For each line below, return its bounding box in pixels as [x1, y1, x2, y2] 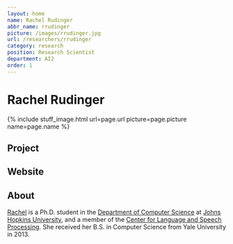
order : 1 [7, 62, 33, 69]
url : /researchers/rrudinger [7, 36, 92, 43]
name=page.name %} [7, 122, 70, 131]
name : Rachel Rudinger [7, 17, 73, 24]
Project [7, 142, 40, 154]
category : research [7, 42, 64, 49]
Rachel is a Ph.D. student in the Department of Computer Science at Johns [7, 208, 221, 216]
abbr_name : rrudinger [7, 23, 70, 30]
